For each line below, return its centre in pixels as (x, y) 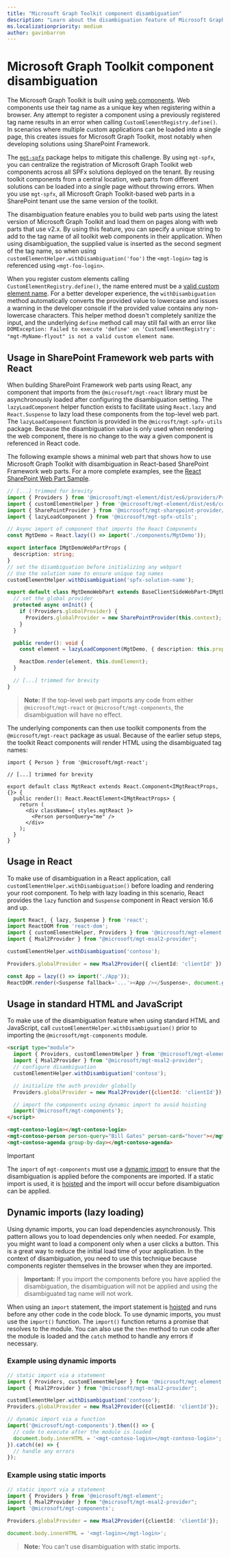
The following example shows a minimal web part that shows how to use (109, 457)
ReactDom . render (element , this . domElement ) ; (84, 662)
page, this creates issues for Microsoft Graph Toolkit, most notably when (110, 137)
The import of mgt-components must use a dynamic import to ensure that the (114, 1169)
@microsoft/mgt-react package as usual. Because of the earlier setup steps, (114, 735)
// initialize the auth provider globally (75, 1086)
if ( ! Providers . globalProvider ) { (68, 612)
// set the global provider (53, 598)
